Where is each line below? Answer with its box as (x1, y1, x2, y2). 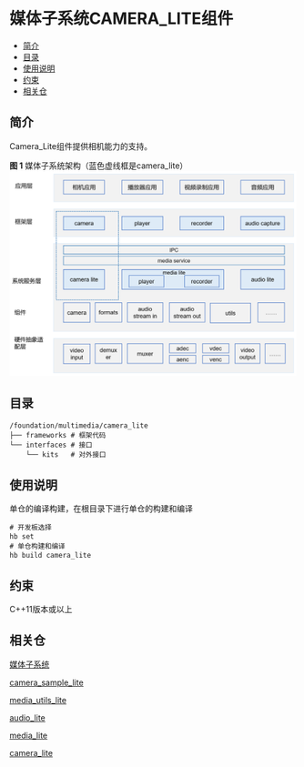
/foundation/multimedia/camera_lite (9, 421, 148, 430)
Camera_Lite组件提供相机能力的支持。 (9, 140, 153, 151)
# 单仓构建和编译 (9, 542, 66, 551)
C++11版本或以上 (9, 603, 73, 614)
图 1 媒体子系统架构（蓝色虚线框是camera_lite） (9, 160, 188, 171)
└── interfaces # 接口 (9, 440, 93, 450)
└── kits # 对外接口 (25, 450, 106, 459)
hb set (9, 532, 35, 541)
